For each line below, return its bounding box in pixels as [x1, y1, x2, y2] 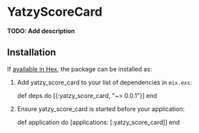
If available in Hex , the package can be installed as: [7, 64, 152, 73]
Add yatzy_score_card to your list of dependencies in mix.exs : [16, 78, 192, 86]
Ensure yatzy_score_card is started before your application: [16, 104, 185, 113]
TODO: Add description [7, 27, 75, 35]
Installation [7, 47, 56, 58]
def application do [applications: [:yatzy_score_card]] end [16, 118, 180, 126]
